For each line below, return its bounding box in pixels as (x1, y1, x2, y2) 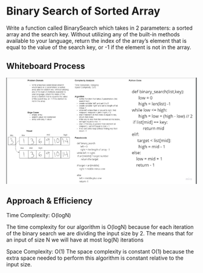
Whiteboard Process (6, 61, 86, 71)
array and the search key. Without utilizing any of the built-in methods (6, 30, 180, 38)
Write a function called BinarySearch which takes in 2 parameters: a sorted (6, 24, 193, 31)
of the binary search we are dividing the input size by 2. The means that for (6, 230, 194, 237)
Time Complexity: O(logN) (6, 212, 71, 219)
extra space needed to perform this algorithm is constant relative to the (6, 254, 184, 261)
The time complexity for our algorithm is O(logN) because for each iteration (6, 223, 194, 231)
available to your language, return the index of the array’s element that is (6, 37, 187, 44)
